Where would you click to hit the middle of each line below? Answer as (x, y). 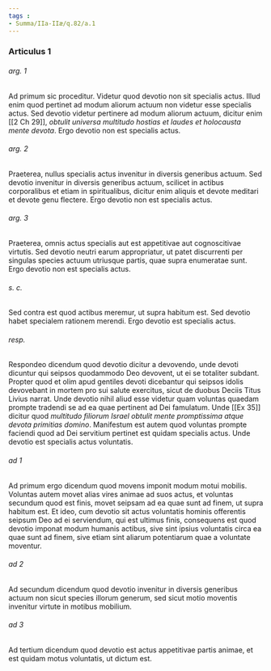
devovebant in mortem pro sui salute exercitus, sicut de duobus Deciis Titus (135, 390)
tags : (19, 16)
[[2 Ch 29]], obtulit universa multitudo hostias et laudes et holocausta (125, 121)
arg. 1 (17, 71)
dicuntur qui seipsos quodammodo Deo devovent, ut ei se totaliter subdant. (134, 373)
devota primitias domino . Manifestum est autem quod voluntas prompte (128, 424)
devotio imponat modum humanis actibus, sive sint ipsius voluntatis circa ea (135, 528)
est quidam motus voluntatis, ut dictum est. (80, 659)
